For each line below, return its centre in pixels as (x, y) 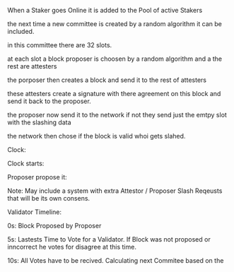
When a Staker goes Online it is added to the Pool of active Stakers (105, 10)
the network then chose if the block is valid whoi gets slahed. (96, 136)
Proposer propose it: (37, 177)
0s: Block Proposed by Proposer (54, 226)
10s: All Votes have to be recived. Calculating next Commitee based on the (116, 260)
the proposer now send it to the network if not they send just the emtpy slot (117, 115)
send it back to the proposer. (49, 101)
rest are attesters (32, 66)
